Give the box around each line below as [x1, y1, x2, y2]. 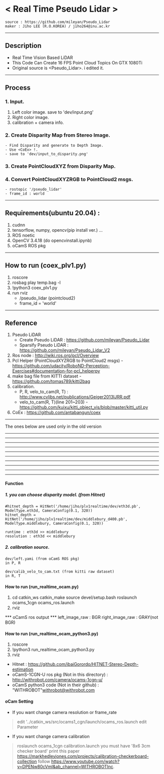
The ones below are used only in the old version [5, 423, 102, 430]
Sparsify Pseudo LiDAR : [19, 342, 69, 348]
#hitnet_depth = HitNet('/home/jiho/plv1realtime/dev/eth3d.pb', [5, 504, 141, 509]
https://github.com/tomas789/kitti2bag [12, 378, 90, 384]
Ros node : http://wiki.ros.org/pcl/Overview [12, 353, 99, 358]
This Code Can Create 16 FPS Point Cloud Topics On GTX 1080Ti [12, 60, 143, 65]
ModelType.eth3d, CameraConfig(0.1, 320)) [5, 508, 93, 513]
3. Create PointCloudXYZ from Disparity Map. [5, 162, 116, 169]
